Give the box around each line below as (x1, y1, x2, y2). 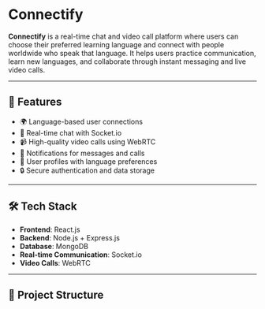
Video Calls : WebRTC (19, 258, 91, 267)
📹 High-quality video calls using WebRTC (19, 136, 156, 147)
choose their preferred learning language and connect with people (8, 39, 225, 49)
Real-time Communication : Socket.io (19, 250, 142, 259)
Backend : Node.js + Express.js (19, 233, 121, 242)
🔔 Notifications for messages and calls (19, 148, 145, 158)
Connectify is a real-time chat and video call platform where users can (8, 32, 239, 41)
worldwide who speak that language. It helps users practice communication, (8, 48, 256, 58)
